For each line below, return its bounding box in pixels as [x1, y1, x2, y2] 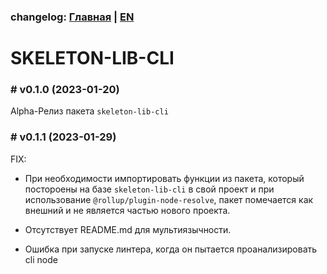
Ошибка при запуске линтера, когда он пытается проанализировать [24, 243, 318, 255]
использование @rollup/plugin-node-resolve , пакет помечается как [24, 193, 314, 205]
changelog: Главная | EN [10, 10, 135, 24]
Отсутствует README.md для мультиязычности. [24, 223, 232, 235]
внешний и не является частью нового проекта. [24, 204, 231, 216]
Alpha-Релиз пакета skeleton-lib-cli [10, 105, 169, 117]
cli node [24, 253, 58, 265]
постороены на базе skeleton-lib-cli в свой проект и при [24, 183, 275, 195]
